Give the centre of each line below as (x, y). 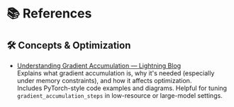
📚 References (49, 14)
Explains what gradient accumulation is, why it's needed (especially (116, 73)
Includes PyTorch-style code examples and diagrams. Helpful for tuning (122, 88)
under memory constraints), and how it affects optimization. (104, 81)
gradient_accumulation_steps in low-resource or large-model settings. (119, 95)
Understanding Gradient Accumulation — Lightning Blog (99, 65)
